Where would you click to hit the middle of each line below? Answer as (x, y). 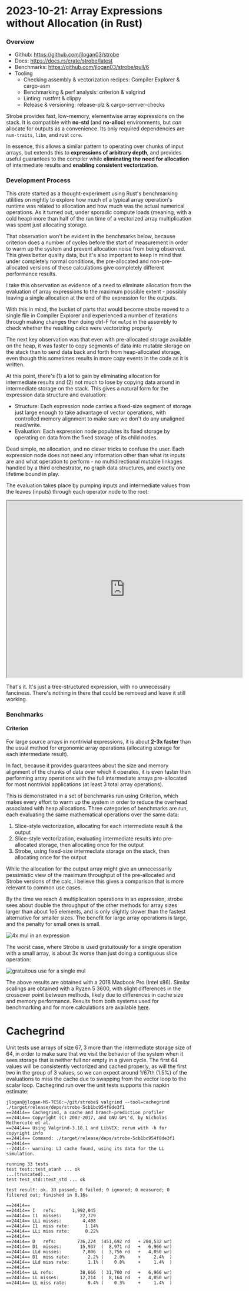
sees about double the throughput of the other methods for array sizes (92, 905)
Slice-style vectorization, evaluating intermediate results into (88, 838)
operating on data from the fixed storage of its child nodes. (86, 437)
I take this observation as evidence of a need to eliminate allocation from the (99, 285)
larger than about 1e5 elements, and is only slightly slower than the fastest (96, 911)
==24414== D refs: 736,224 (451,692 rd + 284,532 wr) (89, 1241)
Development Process (38, 180)
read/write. (28, 425)
